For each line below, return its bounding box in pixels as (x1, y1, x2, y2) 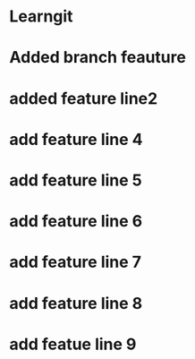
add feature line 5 (9, 170, 142, 190)
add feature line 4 (9, 129, 143, 150)
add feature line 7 (9, 252, 141, 272)
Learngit (9, 6, 73, 27)
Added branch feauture (9, 47, 186, 68)
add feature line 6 (9, 211, 143, 232)
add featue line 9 (9, 334, 137, 355)
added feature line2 (9, 88, 158, 108)
